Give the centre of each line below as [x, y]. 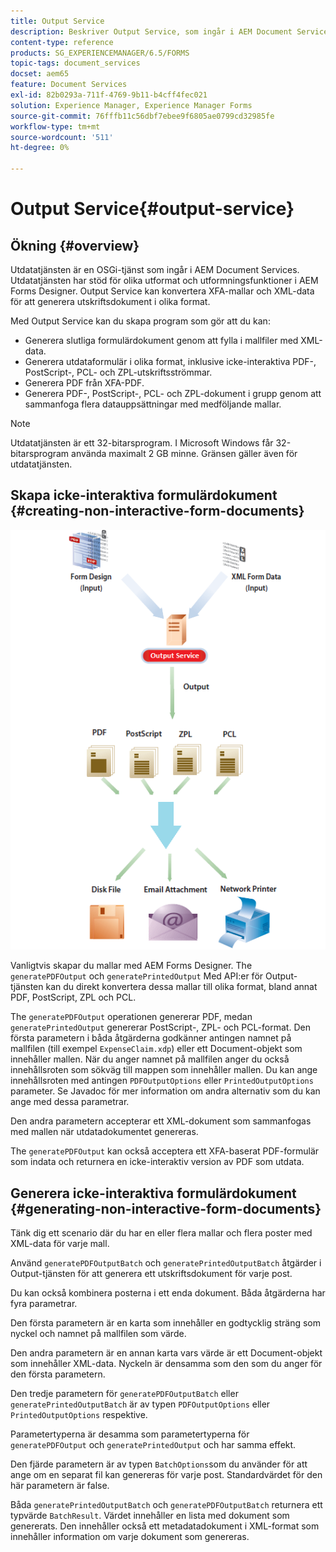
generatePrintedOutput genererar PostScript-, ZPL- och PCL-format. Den [160, 1027]
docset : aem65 [40, 74]
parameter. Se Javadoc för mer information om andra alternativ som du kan [165, 1091]
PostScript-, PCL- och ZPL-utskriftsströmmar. [118, 372]
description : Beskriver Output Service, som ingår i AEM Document [151, 31]
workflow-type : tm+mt [55, 126]
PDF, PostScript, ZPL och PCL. [73, 997]
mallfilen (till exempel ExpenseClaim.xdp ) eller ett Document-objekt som [156, 1049]
